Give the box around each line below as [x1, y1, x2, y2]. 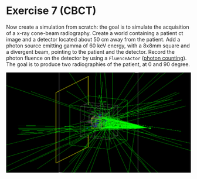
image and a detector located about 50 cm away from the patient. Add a [6, 36, 181, 43]
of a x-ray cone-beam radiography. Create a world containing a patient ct [6, 29, 184, 36]
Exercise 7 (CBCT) [6, 4, 97, 18]
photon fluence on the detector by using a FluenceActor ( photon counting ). [6, 54, 187, 61]
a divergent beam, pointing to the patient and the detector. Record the [6, 48, 175, 55]
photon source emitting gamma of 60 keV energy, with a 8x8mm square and [6, 42, 191, 49]
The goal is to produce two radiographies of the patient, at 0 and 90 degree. [6, 60, 191, 68]
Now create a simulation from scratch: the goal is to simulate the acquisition [6, 23, 189, 30]
